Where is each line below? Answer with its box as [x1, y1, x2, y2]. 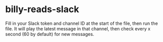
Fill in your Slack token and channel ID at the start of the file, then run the [5, 20, 158, 26]
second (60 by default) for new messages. [5, 31, 94, 37]
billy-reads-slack [5, 4, 80, 15]
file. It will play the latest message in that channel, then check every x [5, 25, 151, 31]
